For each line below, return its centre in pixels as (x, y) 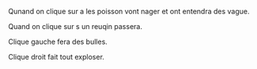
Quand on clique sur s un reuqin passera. (75, 26)
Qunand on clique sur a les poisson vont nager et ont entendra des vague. (129, 11)
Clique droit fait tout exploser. (57, 57)
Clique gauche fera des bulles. (58, 42)
